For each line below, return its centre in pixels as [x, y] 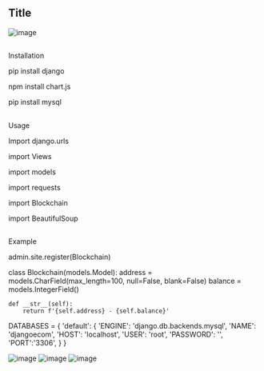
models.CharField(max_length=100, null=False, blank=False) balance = [125, 281]
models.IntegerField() [44, 289]
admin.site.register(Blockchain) [60, 257]
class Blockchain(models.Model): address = [80, 272]
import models [32, 172]
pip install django [36, 71]
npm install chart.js [40, 86]
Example [23, 241]
